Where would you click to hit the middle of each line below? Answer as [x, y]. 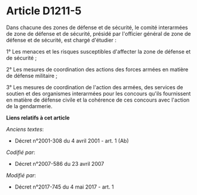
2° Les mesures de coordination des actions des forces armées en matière [97, 69]
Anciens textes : [25, 129]
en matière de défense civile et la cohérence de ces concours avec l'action [98, 100]
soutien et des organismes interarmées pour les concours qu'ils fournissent [99, 93]
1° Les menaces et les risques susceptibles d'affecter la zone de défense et [99, 51]
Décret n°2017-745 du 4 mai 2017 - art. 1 [64, 187]
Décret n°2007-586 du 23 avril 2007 [59, 163]
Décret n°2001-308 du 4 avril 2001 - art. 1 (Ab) [72, 140]
